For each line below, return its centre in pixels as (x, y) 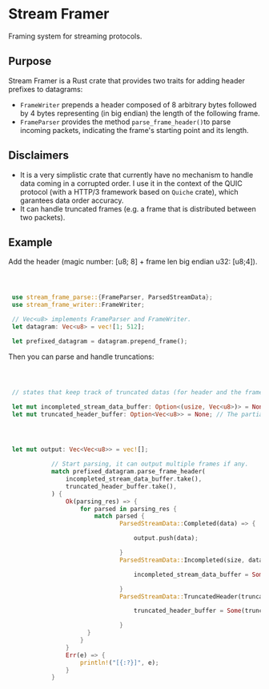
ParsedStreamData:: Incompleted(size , (182, 560)
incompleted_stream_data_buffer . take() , (134, 479)
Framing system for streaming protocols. (75, 36)
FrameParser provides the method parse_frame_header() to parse (125, 122)
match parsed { (120, 516)
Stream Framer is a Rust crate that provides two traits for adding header (127, 80)
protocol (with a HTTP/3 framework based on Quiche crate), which (129, 191)
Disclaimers (39, 156)
